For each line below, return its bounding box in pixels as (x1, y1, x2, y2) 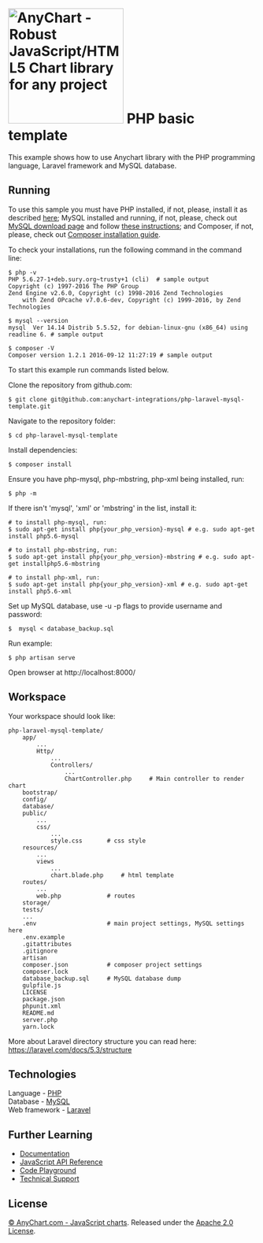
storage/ (22, 898, 51, 907)
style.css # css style (50, 837, 146, 845)
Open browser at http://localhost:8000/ (8, 668, 136, 677)
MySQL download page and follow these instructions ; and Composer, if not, (8, 221, 254, 231)
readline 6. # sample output (8, 331, 104, 338)
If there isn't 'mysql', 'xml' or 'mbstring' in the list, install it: (8, 503, 197, 512)
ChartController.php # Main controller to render (64, 775, 245, 782)
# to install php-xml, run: (8, 573, 101, 582)
